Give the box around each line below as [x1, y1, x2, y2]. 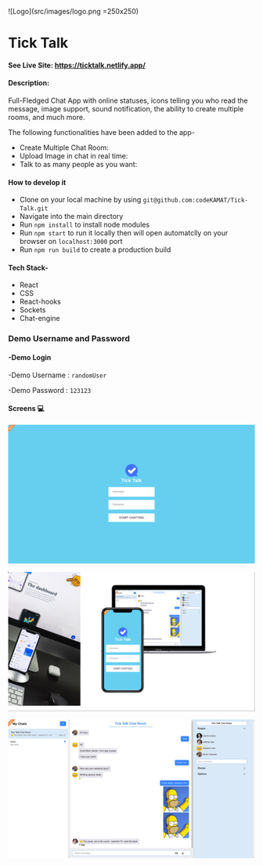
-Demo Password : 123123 [8, 385, 92, 395]
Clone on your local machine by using [19, 195, 142, 205]
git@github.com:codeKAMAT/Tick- [142, 196, 249, 205]
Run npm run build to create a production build [19, 245, 171, 254]
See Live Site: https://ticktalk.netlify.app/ [8, 60, 146, 70]
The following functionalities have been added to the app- [8, 127, 196, 136]
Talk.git [19, 205, 49, 213]
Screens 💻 [8, 404, 45, 413]
